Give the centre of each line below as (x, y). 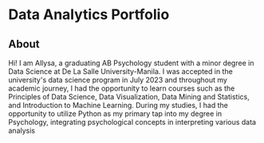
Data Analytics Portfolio (89, 15)
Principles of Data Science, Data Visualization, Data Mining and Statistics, (129, 97)
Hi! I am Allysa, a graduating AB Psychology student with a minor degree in (131, 63)
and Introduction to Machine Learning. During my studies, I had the (118, 105)
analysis (22, 130)
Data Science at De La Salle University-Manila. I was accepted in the (120, 71)
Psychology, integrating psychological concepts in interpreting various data (132, 122)
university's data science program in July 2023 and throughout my (118, 80)
